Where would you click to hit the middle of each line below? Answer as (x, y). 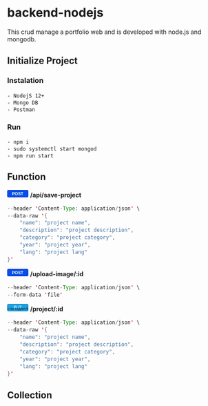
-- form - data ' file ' (35, 295)
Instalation (25, 81)
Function (27, 177)
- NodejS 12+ (26, 96)
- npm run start (30, 156)
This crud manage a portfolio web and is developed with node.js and (104, 32)
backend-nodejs (55, 13)
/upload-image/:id (57, 273)
